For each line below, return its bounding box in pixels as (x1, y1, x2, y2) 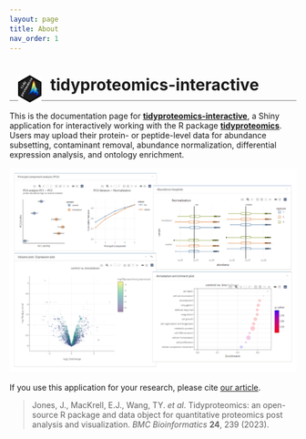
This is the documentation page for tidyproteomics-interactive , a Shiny (9, 110, 280, 122)
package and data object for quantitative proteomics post (66, 410, 283, 421)
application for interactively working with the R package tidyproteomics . (9, 120, 282, 131)
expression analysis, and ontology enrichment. (9, 149, 185, 160)
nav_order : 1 (9, 34, 59, 43)
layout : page (9, 15, 59, 24)
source (31, 410, 59, 421)
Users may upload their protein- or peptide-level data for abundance (9, 130, 267, 141)
